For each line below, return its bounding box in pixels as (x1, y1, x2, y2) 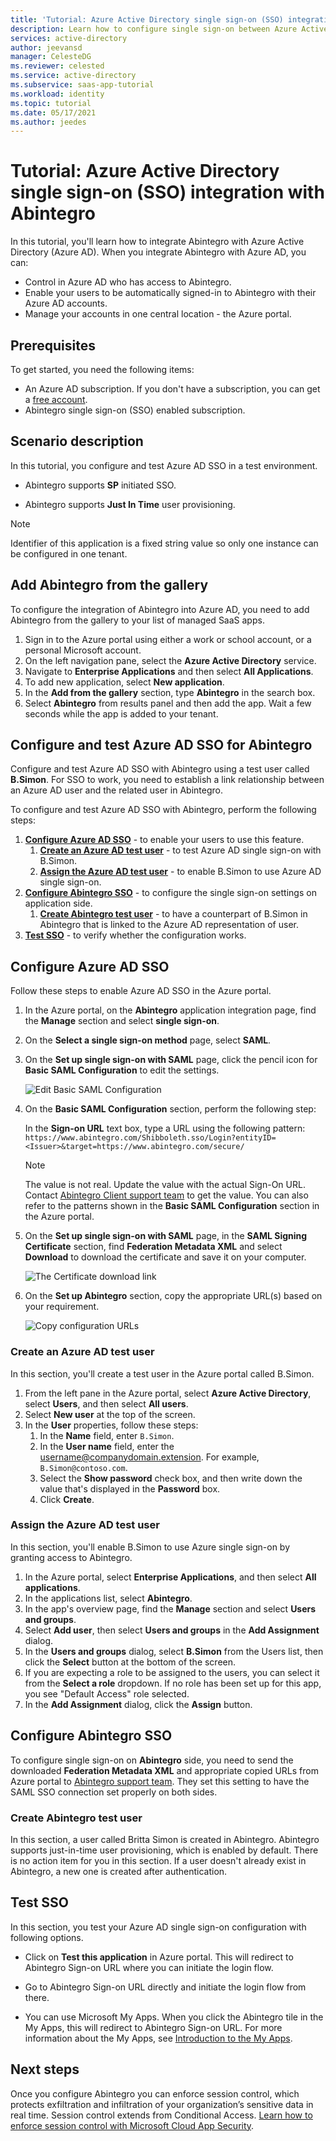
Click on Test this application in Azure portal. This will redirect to (24, 1951, 294, 1963)
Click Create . (39, 1493, 95, 1505)
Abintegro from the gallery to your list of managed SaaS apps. (10, 614, 265, 626)
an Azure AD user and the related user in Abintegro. (10, 784, 223, 796)
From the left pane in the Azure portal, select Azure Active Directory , (24, 1387, 312, 1399)
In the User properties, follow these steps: (24, 1419, 199, 1431)
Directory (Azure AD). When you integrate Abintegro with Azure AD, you (10, 246, 307, 258)
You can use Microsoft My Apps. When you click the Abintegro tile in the (24, 2011, 324, 2023)
